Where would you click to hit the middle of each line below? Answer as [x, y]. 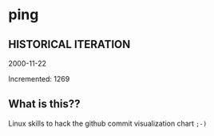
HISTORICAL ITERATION [69, 44]
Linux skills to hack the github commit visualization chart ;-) [108, 123]
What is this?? [44, 104]
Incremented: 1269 [39, 79]
